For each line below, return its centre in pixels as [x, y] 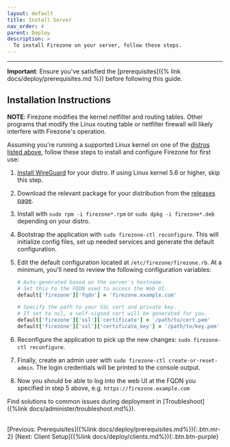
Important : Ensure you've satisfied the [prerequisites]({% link [94, 71]
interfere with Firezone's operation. [56, 131]
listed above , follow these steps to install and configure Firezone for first [109, 152]
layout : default [30, 13]
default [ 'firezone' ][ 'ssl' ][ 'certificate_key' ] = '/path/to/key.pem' [118, 327]
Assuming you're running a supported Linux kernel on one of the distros [108, 144]
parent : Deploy [29, 33]
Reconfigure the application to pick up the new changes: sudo [104, 339]
